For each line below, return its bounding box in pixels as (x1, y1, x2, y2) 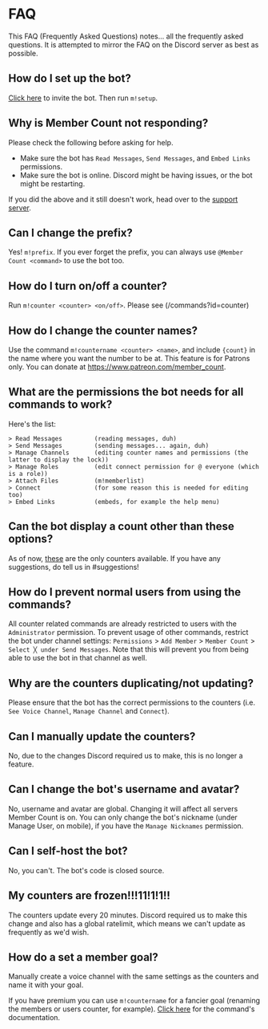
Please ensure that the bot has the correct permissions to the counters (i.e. (8, 698, 256, 707)
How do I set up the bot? (8, 71, 132, 85)
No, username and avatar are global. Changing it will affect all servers (8, 803, 238, 813)
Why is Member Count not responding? (8, 116, 209, 130)
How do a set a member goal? (8, 950, 158, 964)
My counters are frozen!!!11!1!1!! (8, 889, 170, 903)
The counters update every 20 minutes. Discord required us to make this (8, 910, 248, 920)
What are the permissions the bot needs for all (8, 385, 244, 399)
